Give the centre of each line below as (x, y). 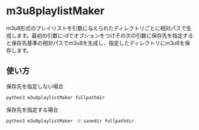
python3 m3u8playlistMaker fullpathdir (56, 97)
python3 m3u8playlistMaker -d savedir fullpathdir (70, 121)
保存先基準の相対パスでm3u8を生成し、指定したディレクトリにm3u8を (98, 43)
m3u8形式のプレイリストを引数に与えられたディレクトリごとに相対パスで (96, 28)
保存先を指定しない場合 (35, 86)
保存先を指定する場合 (32, 110)
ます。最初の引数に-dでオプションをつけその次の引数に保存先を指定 (99, 35)
